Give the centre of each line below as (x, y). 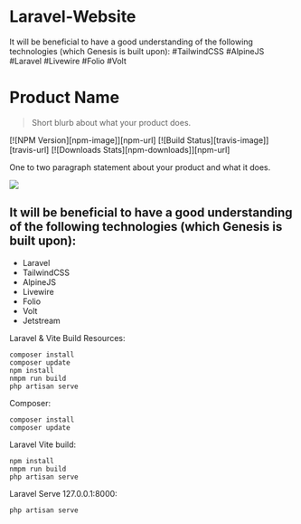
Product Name (65, 98)
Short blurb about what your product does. (111, 122)
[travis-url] (29, 149)
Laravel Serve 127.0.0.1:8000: (63, 493)
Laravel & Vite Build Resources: (67, 338)
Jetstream (41, 320)
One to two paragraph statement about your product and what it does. (140, 167)
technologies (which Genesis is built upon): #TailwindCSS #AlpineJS (137, 51)
